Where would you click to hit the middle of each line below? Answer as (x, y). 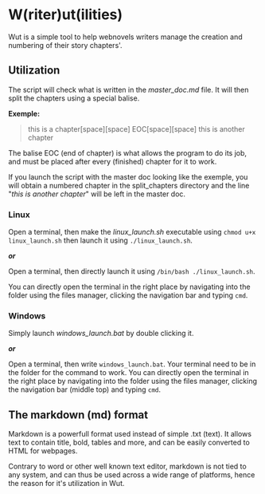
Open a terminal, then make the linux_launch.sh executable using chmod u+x (132, 232)
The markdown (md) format (78, 415)
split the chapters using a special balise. (74, 98)
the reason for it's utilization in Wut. (66, 484)
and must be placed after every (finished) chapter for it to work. (113, 161)
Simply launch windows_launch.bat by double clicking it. (101, 334)
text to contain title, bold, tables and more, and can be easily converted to (129, 443)
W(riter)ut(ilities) (66, 15)
